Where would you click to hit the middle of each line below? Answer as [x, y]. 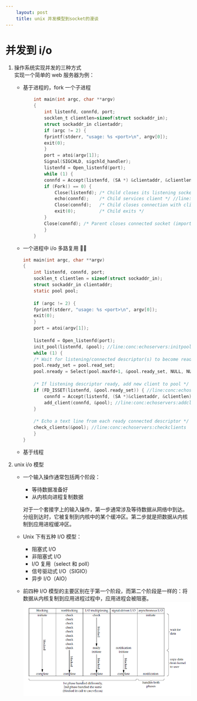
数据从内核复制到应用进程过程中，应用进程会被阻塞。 [87, 598]
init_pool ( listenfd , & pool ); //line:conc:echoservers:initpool [113, 347]
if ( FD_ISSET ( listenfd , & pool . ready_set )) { [89, 390]
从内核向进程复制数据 [57, 497]
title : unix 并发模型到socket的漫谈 [57, 19]
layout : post [32, 12]
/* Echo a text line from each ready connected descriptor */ [111, 421]
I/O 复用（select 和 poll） [62, 564]
